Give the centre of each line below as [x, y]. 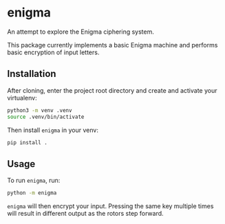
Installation [32, 74]
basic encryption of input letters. [53, 52]
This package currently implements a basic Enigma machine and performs [112, 45]
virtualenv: [22, 98]
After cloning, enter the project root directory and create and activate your [112, 90]
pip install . [28, 142]
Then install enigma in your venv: [53, 130]
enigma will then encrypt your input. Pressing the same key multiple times [110, 206]
